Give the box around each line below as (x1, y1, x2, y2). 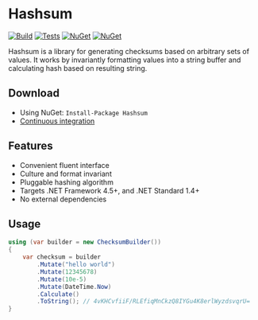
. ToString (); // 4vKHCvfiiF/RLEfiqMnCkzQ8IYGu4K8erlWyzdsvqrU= (37, 298, 250, 306)
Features (8, 139, 53, 153)
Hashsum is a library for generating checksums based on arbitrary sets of (8, 46, 250, 56)
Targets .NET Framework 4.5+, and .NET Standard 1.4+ (19, 185, 200, 195)
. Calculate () (37, 290, 80, 299)
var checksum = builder (22, 253, 102, 261)
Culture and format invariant (19, 169, 113, 178)
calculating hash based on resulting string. (8, 63, 148, 72)
